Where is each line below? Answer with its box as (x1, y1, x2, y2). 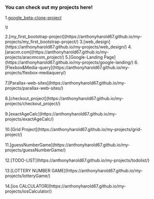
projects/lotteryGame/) (5, 173, 51, 179)
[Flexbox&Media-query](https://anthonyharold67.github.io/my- (5, 65, 130, 70)
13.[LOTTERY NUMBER (5, 168, 51, 174)
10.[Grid (5, 127, 21, 133)
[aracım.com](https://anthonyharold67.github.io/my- (5, 49, 109, 55)
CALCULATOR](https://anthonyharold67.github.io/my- (19, 183, 126, 189)
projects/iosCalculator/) (5, 188, 52, 194)
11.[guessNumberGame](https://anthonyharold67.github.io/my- (5, 142, 130, 148)
